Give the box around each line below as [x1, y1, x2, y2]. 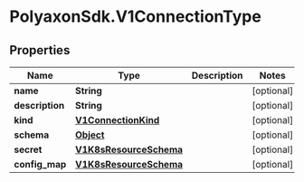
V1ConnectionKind [75, 114, 160, 126]
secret [14, 143, 43, 156]
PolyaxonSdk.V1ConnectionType [9, 6, 262, 27]
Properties [9, 43, 71, 58]
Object [75, 129, 105, 141]
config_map [14, 158, 67, 170]
